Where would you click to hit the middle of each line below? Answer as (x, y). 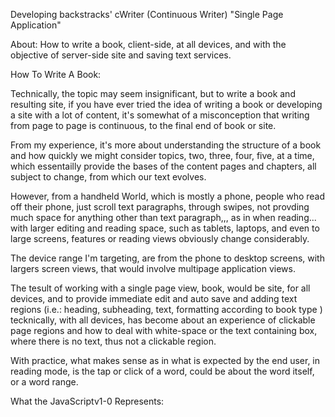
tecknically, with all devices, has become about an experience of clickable (163, 320)
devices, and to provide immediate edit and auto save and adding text (154, 298)
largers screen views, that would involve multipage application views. (153, 268)
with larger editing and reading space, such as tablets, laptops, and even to (165, 228)
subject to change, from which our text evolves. (108, 177)
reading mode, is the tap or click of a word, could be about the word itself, (162, 371)
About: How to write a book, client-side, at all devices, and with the (148, 44)
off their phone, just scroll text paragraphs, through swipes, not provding (160, 207)
